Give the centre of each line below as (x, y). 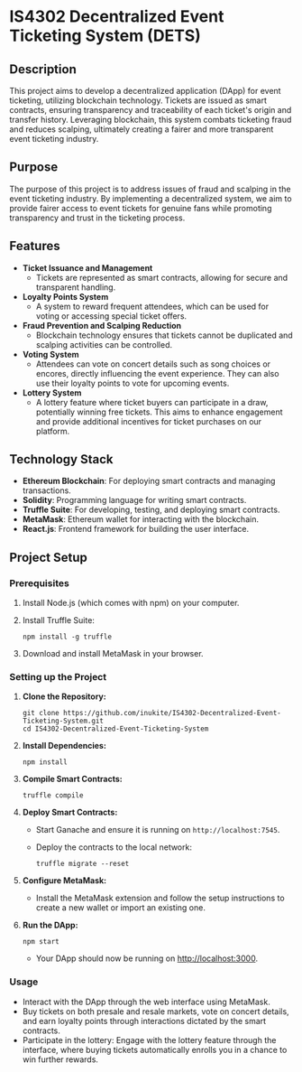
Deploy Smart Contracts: (70, 812)
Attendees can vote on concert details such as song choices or (153, 364)
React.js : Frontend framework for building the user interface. (136, 529)
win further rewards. (60, 1059)
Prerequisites (39, 583)
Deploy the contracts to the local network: (114, 847)
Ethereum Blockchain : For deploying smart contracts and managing (149, 481)
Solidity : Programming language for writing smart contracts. (134, 500)
